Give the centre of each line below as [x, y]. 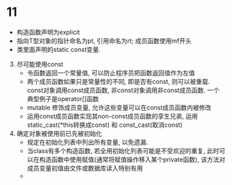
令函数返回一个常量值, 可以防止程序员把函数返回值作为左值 [111, 73]
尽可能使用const [40, 64]
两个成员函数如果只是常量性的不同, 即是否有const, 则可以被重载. [118, 81]
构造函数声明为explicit [48, 32]
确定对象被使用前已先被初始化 [59, 133]
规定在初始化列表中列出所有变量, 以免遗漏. [88, 142]
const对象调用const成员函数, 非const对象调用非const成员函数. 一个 [123, 90]
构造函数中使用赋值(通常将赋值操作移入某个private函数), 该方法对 [132, 159]
